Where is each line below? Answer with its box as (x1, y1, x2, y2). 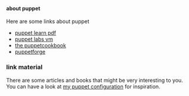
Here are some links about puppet (6, 18, 90, 25)
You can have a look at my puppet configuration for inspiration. (6, 83, 160, 90)
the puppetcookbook (14, 42, 67, 49)
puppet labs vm (14, 36, 53, 43)
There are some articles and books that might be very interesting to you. (6, 76, 183, 84)
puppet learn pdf (14, 30, 56, 37)
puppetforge (14, 48, 46, 56)
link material (6, 63, 43, 71)
